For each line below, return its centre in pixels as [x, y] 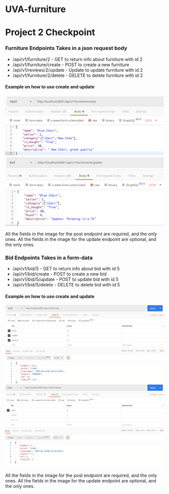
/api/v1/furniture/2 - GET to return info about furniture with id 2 [77, 59]
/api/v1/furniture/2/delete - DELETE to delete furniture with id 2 [78, 75]
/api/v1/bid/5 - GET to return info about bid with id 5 [66, 269]
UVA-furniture [36, 9]
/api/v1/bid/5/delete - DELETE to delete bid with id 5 [66, 285]
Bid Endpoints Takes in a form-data [49, 258]
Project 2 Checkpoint [50, 33]
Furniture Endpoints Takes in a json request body [66, 48]
